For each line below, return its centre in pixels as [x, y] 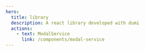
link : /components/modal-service [63, 39]
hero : [12, 12]
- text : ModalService [43, 34]
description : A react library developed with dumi [75, 23]
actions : [22, 28]
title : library [30, 17]
